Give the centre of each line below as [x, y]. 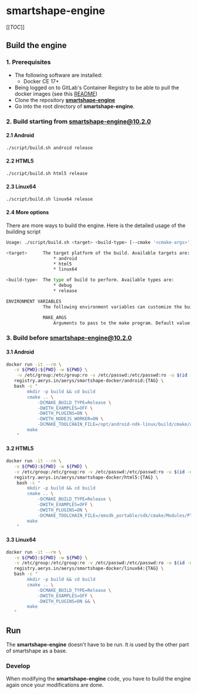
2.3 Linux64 [21, 187]
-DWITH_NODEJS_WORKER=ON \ [70, 419]
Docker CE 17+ [41, 81]
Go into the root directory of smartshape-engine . [74, 106]
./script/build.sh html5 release [47, 173]
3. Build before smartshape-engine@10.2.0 [69, 338]
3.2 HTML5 [20, 448]
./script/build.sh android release [50, 148]
